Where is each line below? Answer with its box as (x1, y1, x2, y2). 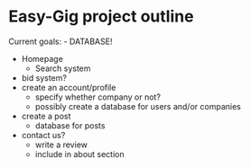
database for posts (34, 119, 106, 131)
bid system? (21, 72, 67, 83)
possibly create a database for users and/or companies (34, 101, 241, 111)
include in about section (34, 148, 125, 159)
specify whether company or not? (34, 92, 162, 102)
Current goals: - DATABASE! (8, 36, 113, 47)
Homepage (21, 53, 64, 64)
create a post (21, 110, 71, 121)
